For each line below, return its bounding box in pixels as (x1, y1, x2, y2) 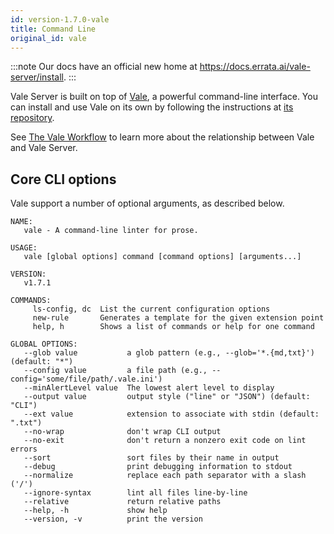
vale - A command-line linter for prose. (23, 226, 199, 236)
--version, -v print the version (23, 514, 203, 525)
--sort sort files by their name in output (23, 453, 280, 463)
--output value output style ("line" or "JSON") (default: (23, 392, 311, 402)
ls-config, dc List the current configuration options (32, 304, 271, 315)
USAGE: (10, 243, 38, 253)
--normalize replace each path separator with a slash (23, 471, 307, 481)
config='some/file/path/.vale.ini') (10, 374, 163, 385)
